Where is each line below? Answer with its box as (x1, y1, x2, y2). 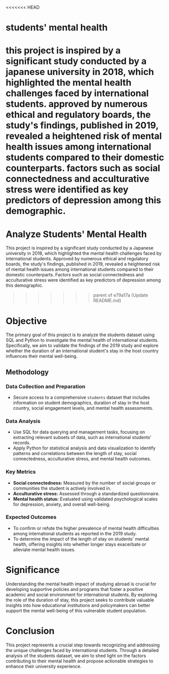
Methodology (6, 367, 49, 377)
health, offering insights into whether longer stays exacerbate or (13, 541, 146, 547)
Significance (6, 564, 60, 576)
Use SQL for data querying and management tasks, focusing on (13, 429, 145, 435)
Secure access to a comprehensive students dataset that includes (13, 394, 150, 400)
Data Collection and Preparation (6, 383, 86, 390)
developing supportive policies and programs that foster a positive (6, 586, 143, 592)
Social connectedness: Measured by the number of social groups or (13, 480, 156, 486)
